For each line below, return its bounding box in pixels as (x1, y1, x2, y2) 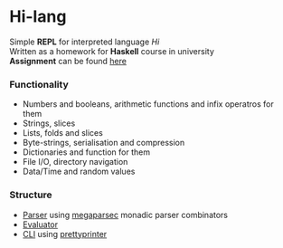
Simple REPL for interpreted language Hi (9, 36, 160, 47)
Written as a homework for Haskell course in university (9, 45, 215, 56)
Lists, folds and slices (22, 128, 104, 138)
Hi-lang (9, 6, 67, 27)
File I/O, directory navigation (22, 157, 128, 167)
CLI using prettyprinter (22, 228, 108, 239)
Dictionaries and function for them (22, 147, 151, 157)
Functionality (9, 78, 70, 91)
